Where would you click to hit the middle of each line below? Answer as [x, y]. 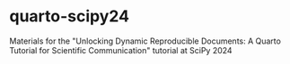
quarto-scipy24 [70, 16]
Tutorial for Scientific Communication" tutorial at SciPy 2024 [121, 50]
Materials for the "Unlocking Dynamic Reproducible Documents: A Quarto [145, 41]
